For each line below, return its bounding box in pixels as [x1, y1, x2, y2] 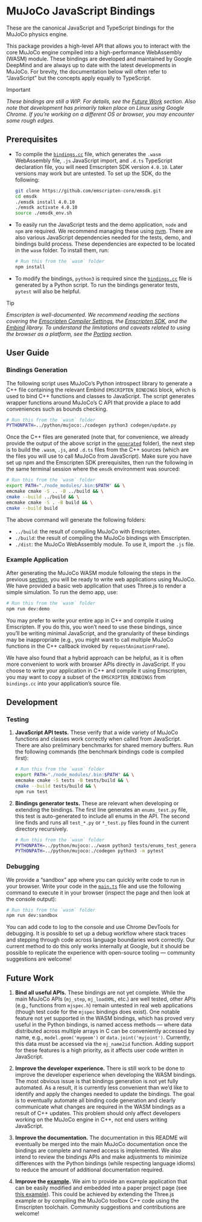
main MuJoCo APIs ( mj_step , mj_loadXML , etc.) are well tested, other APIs [14, 995, 196, 1002]
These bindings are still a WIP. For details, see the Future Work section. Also [6, 98, 196, 105]
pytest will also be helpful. [14, 288, 81, 295]
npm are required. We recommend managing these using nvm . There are [14, 227, 193, 235]
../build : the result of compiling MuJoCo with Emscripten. [14, 528, 162, 535]
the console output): [6, 895, 57, 902]
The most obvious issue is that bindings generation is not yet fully [14, 1078, 178, 1085]
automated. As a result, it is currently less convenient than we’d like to [14, 1084, 189, 1091]
